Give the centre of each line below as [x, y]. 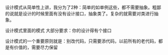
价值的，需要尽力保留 [36, 47]
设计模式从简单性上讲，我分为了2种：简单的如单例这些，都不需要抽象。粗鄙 [83, 7]
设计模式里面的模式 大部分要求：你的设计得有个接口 [58, 30]
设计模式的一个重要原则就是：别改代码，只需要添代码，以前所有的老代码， [82, 41]
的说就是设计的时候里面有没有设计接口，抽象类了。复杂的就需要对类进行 [79, 13]
